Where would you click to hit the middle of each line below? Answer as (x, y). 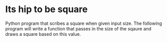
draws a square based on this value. (43, 34)
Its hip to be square (46, 9)
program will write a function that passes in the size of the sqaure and (78, 28)
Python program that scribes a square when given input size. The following (84, 23)
